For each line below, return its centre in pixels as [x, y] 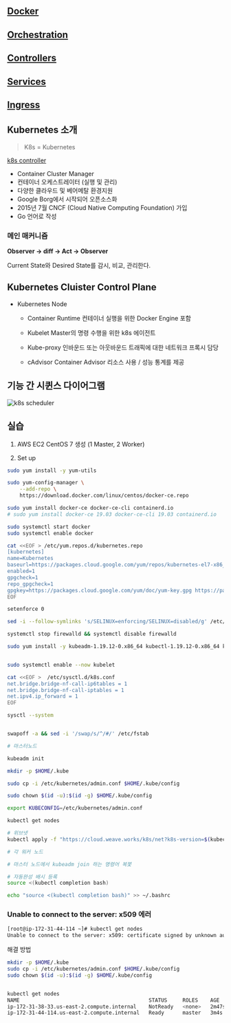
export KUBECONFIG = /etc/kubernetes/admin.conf [75, 808]
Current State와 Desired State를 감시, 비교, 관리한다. [79, 266]
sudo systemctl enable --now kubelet [61, 665]
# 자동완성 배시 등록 [32, 876]
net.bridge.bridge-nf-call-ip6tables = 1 [67, 684]
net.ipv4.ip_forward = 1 [43, 697]
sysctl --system [30, 715]
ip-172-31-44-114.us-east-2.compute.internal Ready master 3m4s [115, 1013]
